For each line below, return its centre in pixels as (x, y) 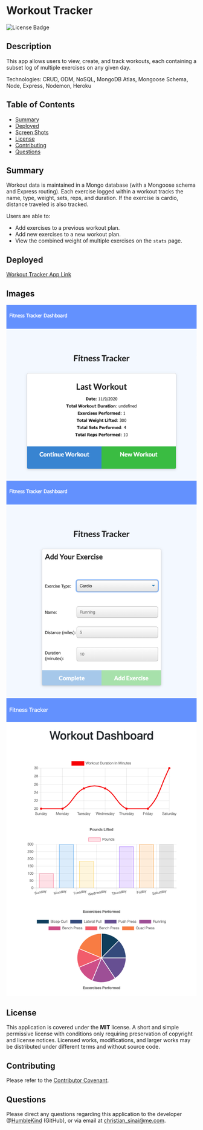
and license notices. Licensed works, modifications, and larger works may (98, 1040)
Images (21, 294)
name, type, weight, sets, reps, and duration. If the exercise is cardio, (92, 198)
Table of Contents (41, 105)
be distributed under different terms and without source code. (83, 1047)
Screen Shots (32, 132)
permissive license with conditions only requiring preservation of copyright (100, 1034)
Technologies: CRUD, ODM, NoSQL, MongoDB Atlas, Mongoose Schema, (97, 79)
